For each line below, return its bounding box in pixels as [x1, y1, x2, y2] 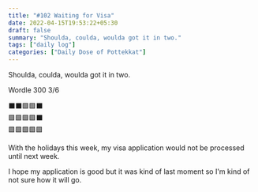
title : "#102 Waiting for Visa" [8, 11, 114, 20]
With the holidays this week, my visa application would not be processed [8, 143, 245, 152]
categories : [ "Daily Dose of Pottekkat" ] [8, 48, 147, 56]
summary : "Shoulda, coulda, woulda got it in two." [8, 33, 181, 42]
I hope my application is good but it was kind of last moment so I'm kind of [8, 167, 250, 176]
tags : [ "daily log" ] [8, 41, 77, 49]
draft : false [8, 26, 51, 34]
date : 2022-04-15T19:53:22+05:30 [8, 19, 118, 27]
